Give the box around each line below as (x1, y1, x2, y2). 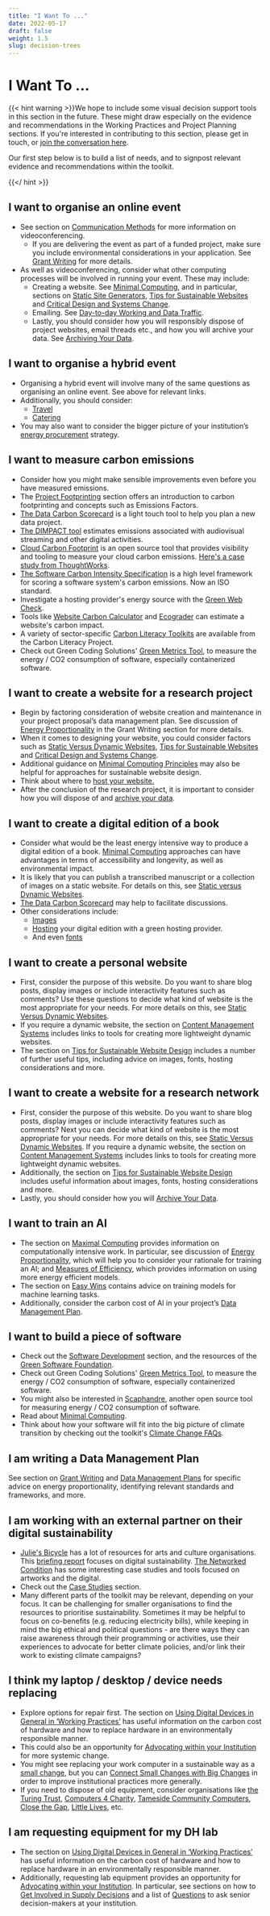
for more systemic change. (19, 1751, 110, 1760)
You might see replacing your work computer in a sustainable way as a (19, 1759, 255, 1768)
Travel (31, 404, 53, 414)
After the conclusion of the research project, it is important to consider (19, 785, 255, 794)
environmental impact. (19, 864, 95, 873)
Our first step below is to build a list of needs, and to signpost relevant (8, 153, 242, 163)
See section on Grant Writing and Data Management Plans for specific (8, 1473, 242, 1483)
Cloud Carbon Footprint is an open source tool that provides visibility (19, 543, 249, 552)
